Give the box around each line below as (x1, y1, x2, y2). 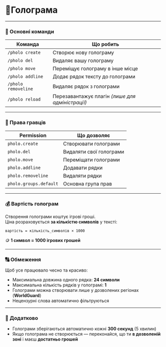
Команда (16, 41, 40, 48)
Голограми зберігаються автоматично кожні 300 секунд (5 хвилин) (12, 326, 157, 332)
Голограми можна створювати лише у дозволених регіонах (12, 287, 139, 293)
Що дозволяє (77, 132, 110, 139)
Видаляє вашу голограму (52, 57, 114, 64)
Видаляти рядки (63, 172, 102, 179)
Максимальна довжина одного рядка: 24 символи (12, 277, 120, 283)
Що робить (92, 41, 120, 48)
